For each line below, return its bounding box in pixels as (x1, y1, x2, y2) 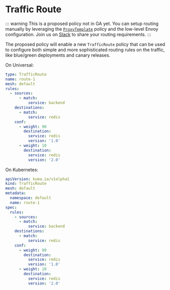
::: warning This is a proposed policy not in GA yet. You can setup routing (5, 20, 159, 27)
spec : (5, 205, 17, 210)
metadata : (5, 190, 27, 196)
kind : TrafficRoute (5, 181, 47, 186)
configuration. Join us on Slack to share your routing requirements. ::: (5, 31, 152, 37)
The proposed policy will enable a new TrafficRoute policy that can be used (5, 41, 165, 47)
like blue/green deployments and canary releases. (5, 52, 111, 58)
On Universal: (5, 62, 34, 68)
